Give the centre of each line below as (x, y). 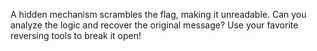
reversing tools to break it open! (76, 35)
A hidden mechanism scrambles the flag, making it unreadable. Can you (158, 14)
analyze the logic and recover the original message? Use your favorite (154, 25)
